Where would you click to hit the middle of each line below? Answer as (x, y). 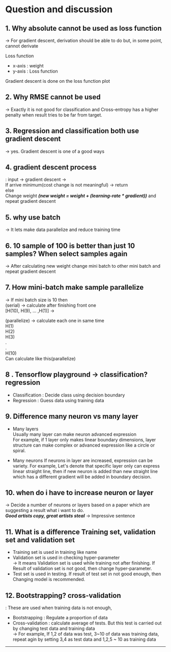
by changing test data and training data (54, 628)
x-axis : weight (28, 66)
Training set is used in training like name (55, 552)
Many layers (25, 429)
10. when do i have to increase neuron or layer (79, 492)
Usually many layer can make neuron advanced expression (74, 434)
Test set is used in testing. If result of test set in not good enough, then (87, 574)
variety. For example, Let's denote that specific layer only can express (86, 465)
